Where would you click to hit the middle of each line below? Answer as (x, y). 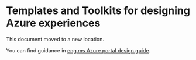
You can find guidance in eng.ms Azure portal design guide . (78, 50)
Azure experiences (53, 23)
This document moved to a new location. (55, 39)
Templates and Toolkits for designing (98, 11)
